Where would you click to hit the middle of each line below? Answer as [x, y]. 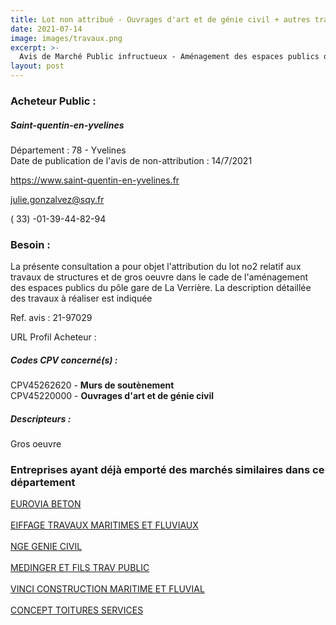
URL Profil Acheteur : [53, 337]
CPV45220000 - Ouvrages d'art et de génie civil [112, 396]
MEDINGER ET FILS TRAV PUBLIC [80, 568]
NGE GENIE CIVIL [46, 547]
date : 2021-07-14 [46, 29]
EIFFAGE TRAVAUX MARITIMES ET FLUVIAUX [104, 525]
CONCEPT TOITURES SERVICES [77, 610]
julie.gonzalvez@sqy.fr [57, 199]
